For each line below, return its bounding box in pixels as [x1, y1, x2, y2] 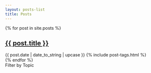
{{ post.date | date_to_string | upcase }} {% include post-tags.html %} [5, 52, 147, 58]
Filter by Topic [5, 62, 34, 68]
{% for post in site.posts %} [5, 25, 61, 31]
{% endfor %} [5, 57, 33, 63]
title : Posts [5, 12, 32, 17]
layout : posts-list [5, 7, 45, 12]
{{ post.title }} [5, 39, 49, 47]
